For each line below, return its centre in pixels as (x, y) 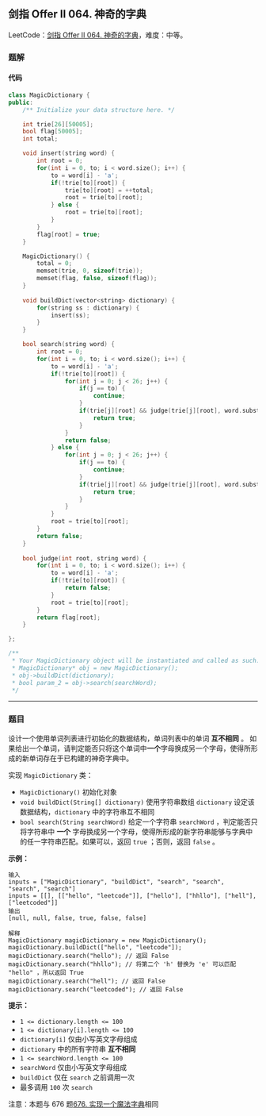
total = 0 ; (55, 264)
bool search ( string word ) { (68, 344)
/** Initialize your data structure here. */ (99, 110)
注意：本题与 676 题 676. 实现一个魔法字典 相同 (84, 1104)
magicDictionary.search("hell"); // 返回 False (87, 981)
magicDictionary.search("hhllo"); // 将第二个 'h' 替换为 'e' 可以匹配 (122, 964)
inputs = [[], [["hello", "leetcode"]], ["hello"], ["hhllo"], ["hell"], (133, 895)
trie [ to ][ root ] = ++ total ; (109, 190)
